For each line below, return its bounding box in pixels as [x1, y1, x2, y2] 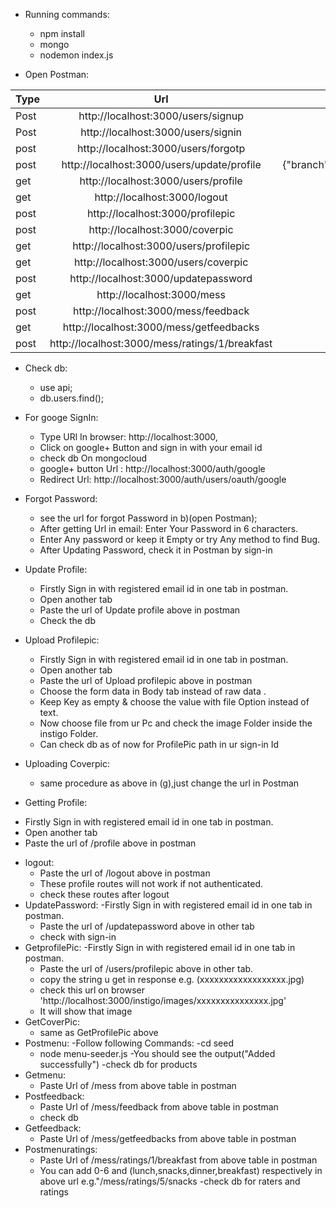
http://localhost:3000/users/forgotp [77, 142, 246, 155]
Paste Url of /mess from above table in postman [39, 1080, 237, 1091]
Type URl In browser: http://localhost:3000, [39, 431, 218, 443]
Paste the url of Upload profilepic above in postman [39, 675, 253, 686]
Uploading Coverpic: [24, 758, 110, 769]
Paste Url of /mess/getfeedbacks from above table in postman [39, 1133, 297, 1144]
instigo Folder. [39, 728, 99, 739]
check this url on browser [39, 984, 145, 996]
